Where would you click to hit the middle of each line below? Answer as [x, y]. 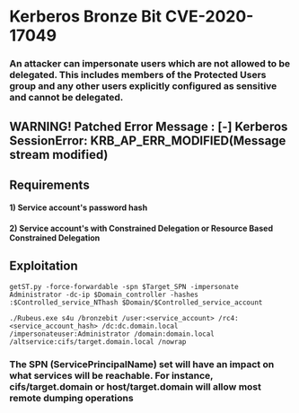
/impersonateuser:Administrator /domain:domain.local [112, 334]
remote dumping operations [71, 398]
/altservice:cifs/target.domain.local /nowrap [98, 342]
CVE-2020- [209, 17]
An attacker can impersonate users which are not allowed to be [149, 64]
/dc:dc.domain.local [140, 326]
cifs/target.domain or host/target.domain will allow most [136, 386]
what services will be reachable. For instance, [111, 375]
